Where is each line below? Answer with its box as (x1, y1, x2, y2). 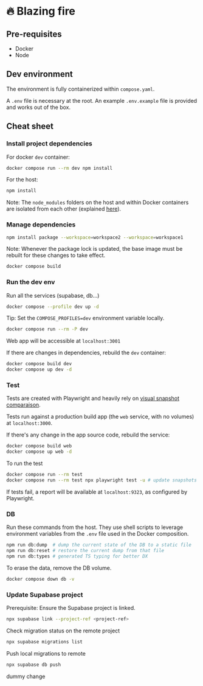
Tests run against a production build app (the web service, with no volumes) (6, 413, 194, 421)
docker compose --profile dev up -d (6, 303, 99, 310)
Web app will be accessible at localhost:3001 (6, 337, 120, 345)
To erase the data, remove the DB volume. (6, 564, 112, 572)
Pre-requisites (6, 29, 62, 39)
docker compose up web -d (6, 449, 72, 455)
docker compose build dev (6, 361, 72, 367)
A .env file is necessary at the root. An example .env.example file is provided (6, 97, 198, 104)
